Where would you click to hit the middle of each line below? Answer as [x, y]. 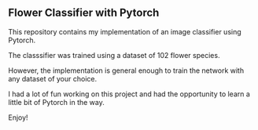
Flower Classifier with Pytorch [84, 13]
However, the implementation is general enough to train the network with [126, 70]
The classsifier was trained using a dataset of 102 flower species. [114, 55]
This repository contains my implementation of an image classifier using [125, 31]
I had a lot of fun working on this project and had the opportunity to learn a [129, 94]
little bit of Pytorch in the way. [56, 102]
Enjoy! [18, 117]
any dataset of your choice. [52, 78]
